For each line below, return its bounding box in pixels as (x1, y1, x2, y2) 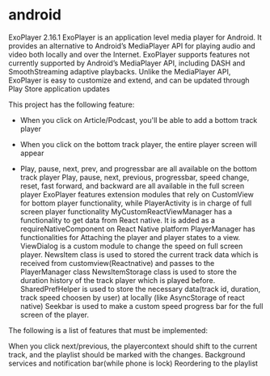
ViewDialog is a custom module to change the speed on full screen (19, 241, 243, 251)
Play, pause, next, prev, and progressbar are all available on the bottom (19, 163, 257, 173)
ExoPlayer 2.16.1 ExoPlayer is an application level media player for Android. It (8, 32, 262, 42)
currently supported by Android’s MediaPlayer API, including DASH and (8, 58, 246, 68)
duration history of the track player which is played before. (19, 275, 216, 285)
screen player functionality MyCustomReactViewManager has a (19, 206, 233, 216)
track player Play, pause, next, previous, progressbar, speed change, (19, 172, 250, 182)
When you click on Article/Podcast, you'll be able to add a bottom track (19, 115, 258, 125)
